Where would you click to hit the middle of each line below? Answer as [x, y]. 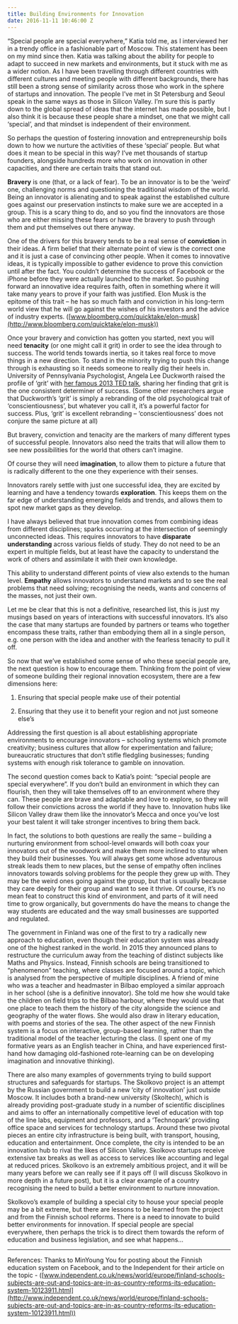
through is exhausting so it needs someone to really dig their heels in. [109, 368]
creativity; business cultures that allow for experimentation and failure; [110, 747]
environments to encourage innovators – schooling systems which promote [117, 740]
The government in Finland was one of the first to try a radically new [107, 932]
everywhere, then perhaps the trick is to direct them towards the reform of [116, 1232]
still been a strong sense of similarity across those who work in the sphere [116, 86]
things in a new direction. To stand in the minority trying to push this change [118, 361]
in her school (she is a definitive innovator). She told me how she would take [119, 993]
